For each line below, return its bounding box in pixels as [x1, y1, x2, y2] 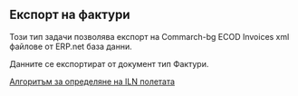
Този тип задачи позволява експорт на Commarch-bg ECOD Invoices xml [9, 31, 290, 42]
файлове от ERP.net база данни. [9, 41, 133, 52]
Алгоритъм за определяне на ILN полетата [9, 76, 175, 87]
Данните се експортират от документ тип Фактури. [9, 58, 209, 69]
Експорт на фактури [9, 7, 130, 23]
